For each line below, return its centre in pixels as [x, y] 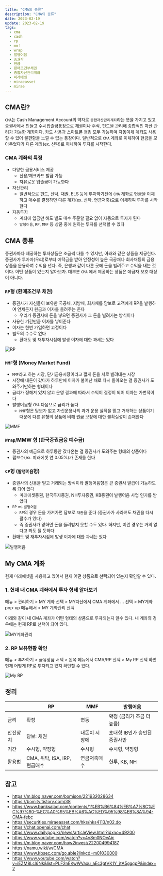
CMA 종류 [19, 241]
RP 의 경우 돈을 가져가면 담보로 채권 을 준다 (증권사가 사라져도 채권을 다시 [86, 512]
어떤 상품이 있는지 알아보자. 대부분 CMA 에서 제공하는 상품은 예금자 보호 [82, 272]
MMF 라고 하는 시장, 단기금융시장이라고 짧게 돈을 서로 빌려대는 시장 [73, 374]
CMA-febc [22, 817]
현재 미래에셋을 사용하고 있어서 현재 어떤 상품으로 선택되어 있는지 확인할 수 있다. [81, 576]
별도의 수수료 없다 [29, 333]
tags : [10, 28]
